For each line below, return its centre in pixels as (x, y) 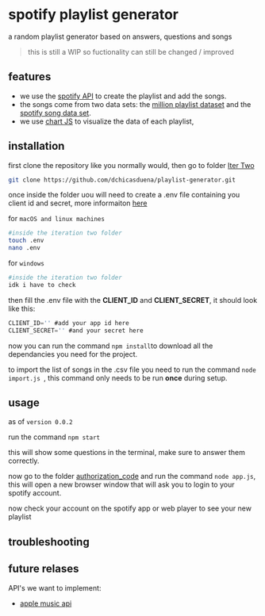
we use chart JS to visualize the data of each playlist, (107, 121)
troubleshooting (49, 542)
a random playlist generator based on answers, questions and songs (120, 36)
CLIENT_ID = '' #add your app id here (69, 323)
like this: (22, 308)
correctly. (24, 461)
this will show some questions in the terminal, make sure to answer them (127, 453)
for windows (27, 263)
